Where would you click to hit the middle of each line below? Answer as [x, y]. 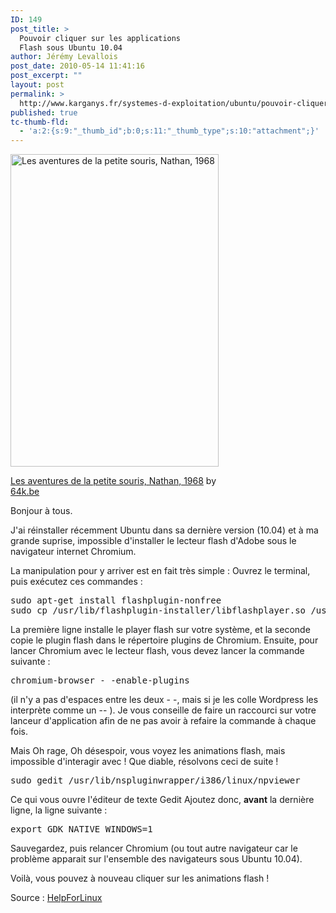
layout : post [37, 85]
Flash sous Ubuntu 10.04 [71, 47]
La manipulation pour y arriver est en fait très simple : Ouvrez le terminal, [160, 571]
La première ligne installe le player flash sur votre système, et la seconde [160, 630]
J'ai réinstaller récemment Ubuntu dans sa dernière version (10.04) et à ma [164, 530]
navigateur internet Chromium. [73, 552]
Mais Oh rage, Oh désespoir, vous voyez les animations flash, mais [148, 751]
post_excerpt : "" [46, 76]
